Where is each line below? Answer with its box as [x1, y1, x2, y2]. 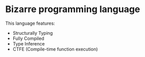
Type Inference [12, 40, 45, 46]
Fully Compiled [12, 35, 44, 41]
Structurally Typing [12, 30, 53, 36]
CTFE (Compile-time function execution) [12, 46, 98, 52]
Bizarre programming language [5, 4, 140, 15]
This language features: [5, 20, 55, 26]
